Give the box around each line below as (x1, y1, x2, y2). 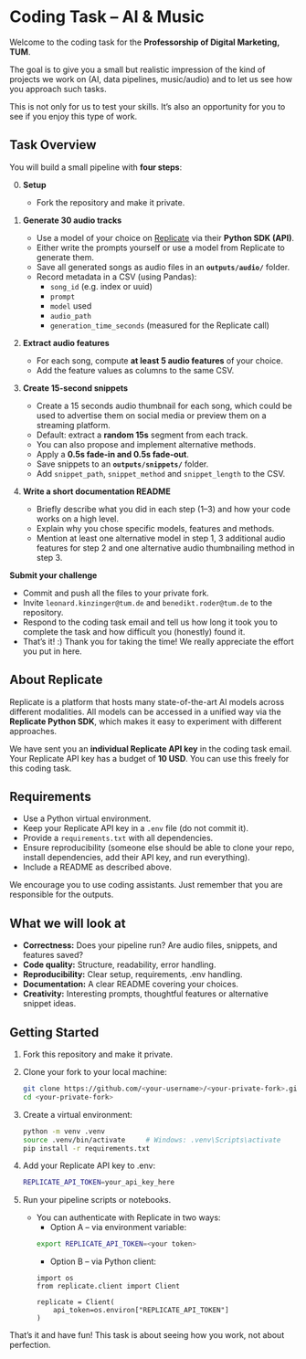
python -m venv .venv (22, 1126, 105, 1136)
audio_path (49, 311, 91, 321)
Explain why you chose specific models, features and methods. (36, 522, 275, 533)
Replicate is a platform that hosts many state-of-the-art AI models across (9, 696, 285, 707)
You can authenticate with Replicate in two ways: (36, 1212, 221, 1223)
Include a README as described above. (22, 861, 172, 873)
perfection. (9, 1340, 51, 1351)
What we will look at (9, 915, 126, 931)
